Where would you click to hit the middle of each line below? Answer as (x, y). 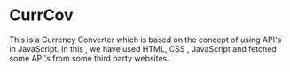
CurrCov (41, 15)
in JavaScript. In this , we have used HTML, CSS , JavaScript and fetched (143, 48)
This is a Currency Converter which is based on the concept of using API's (145, 40)
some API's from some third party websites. (90, 58)
